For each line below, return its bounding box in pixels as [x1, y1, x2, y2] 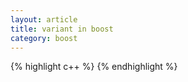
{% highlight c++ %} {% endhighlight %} [10, 61, 178, 73]
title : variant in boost [10, 24, 114, 34]
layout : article [10, 14, 78, 25]
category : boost [10, 33, 78, 43]
